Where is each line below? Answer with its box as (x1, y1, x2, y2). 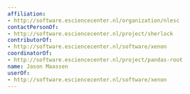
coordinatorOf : (7, 50, 53, 57)
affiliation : (7, 10, 46, 18)
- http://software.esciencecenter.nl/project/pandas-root (7, 57, 183, 64)
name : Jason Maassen (7, 63, 69, 70)
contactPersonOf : (7, 23, 59, 30)
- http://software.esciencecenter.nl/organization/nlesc (7, 17, 180, 24)
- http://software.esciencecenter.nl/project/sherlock (7, 30, 174, 37)
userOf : (7, 69, 31, 76)
